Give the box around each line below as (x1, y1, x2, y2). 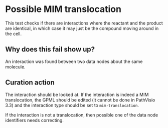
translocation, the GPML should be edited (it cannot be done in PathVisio (5, 96, 155, 103)
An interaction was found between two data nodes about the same (5, 58, 143, 64)
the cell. (5, 30, 22, 36)
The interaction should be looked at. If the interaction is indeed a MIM (5, 91, 149, 97)
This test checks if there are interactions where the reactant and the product (5, 20, 163, 26)
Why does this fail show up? (5, 45, 95, 53)
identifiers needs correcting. (5, 117, 64, 123)
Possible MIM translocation (5, 3, 122, 15)
